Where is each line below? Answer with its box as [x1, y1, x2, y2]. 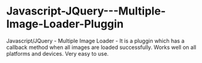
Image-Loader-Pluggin [6, 17, 124, 31]
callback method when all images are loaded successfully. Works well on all [6, 44, 197, 51]
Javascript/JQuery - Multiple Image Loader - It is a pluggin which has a [6, 37, 185, 44]
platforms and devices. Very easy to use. [6, 50, 109, 57]
